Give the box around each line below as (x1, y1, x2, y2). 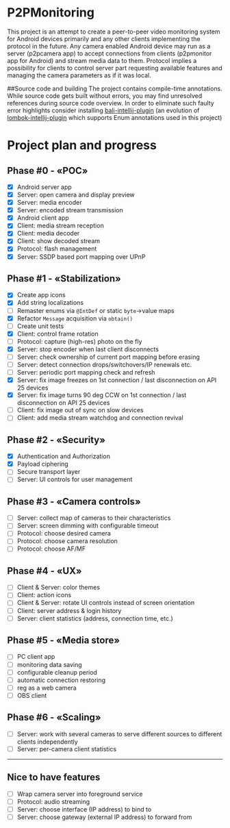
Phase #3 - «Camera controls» (7, 495, 141, 507)
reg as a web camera (16, 683, 77, 692)
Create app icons (16, 291, 66, 299)
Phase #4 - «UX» (7, 565, 82, 577)
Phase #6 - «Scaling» (7, 712, 101, 723)
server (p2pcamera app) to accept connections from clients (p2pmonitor (7, 49, 212, 58)
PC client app (16, 653, 55, 661)
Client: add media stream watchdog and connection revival (16, 414, 183, 422)
